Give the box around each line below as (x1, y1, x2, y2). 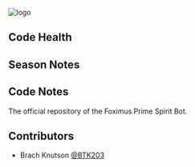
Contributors (8, 129, 75, 143)
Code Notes (8, 85, 69, 99)
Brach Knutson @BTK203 (19, 150, 105, 160)
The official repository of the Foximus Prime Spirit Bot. (8, 106, 188, 116)
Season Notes (8, 58, 80, 71)
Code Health (8, 30, 72, 44)
